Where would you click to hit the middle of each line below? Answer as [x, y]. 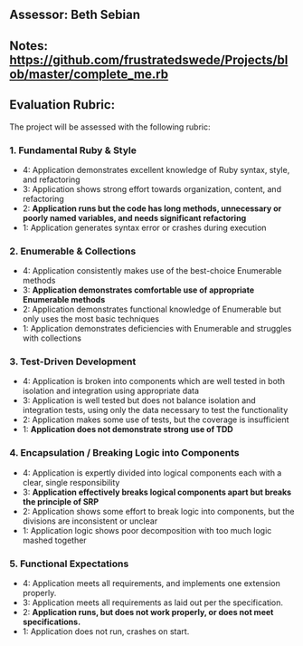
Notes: [28, 46]
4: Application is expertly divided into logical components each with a [152, 472]
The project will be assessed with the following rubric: [110, 127]
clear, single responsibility [71, 482]
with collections [52, 338]
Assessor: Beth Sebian [75, 15]
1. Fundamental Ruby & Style [73, 150]
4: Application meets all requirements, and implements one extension [151, 583]
